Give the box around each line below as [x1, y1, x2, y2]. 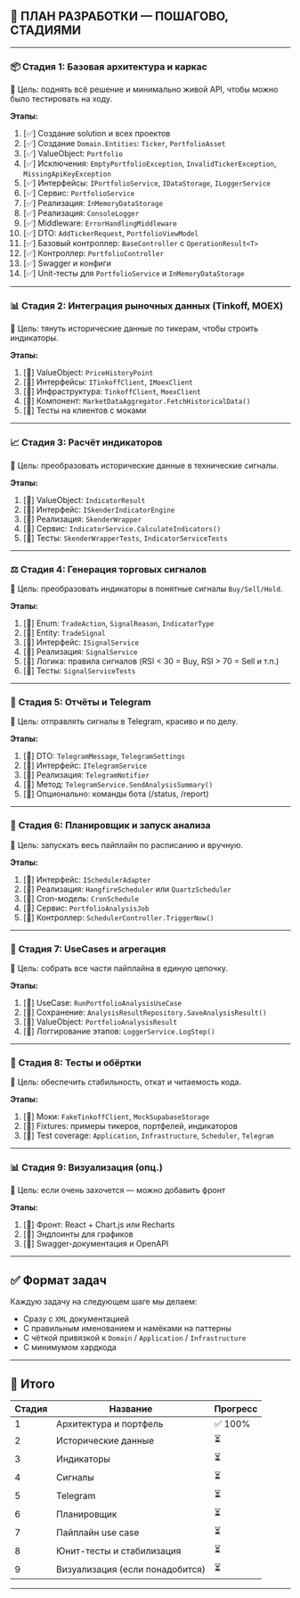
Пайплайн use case [55, 1526, 140, 1538]
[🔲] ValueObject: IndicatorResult [22, 494, 146, 505]
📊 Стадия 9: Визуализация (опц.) [10, 1161, 163, 1174]
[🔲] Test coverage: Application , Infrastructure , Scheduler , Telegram [22, 1130, 274, 1141]
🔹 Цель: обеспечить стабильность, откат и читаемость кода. [10, 1076, 242, 1088]
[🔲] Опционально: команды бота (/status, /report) [22, 788, 209, 799]
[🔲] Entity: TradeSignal [22, 628, 106, 638]
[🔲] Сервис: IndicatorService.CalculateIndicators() [22, 523, 222, 533]
